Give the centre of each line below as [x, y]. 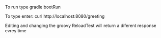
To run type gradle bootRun [33, 7]
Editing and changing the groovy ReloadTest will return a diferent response [81, 25]
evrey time [16, 31]
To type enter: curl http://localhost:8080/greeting [55, 16]
